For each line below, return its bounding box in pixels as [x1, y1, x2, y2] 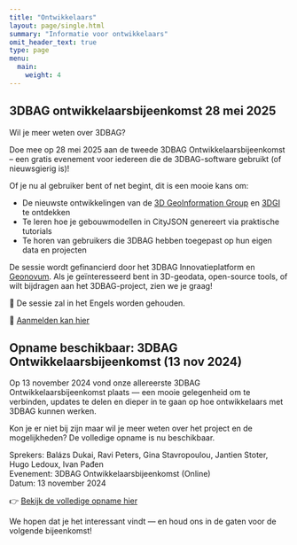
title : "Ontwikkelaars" [9, 12, 98, 22]
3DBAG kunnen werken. [9, 406, 98, 417]
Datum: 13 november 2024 [9, 478, 106, 488]
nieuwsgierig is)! [9, 163, 70, 174]
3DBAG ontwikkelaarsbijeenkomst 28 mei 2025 [9, 104, 277, 119]
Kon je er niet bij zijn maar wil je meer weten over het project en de [9, 423, 253, 434]
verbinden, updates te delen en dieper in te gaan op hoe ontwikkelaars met [9, 396, 284, 408]
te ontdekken [21, 206, 71, 217]
